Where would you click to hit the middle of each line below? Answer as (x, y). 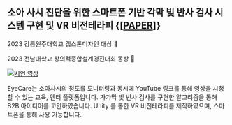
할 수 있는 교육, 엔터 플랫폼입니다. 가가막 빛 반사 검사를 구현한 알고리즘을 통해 (113, 97)
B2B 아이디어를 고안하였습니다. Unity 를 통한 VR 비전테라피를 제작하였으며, (109, 105)
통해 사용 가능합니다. (54, 115)
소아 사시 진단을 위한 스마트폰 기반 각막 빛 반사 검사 (110, 13)
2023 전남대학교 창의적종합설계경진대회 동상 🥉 (71, 59)
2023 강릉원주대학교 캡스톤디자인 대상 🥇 (63, 43)
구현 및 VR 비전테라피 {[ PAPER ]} (93, 25)
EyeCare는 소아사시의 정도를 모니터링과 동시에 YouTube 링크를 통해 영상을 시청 (116, 88)
